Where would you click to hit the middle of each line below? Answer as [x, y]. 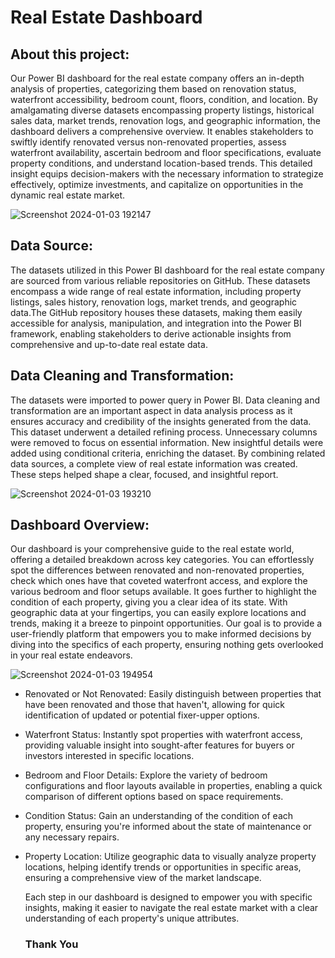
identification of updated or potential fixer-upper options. [142, 715]
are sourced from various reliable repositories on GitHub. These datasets [160, 280]
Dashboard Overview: [80, 525]
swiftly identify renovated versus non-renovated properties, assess [148, 142]
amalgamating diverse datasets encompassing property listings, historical [162, 110]
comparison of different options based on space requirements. [154, 797]
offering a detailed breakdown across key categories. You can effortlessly [162, 560]
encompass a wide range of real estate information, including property [156, 291]
